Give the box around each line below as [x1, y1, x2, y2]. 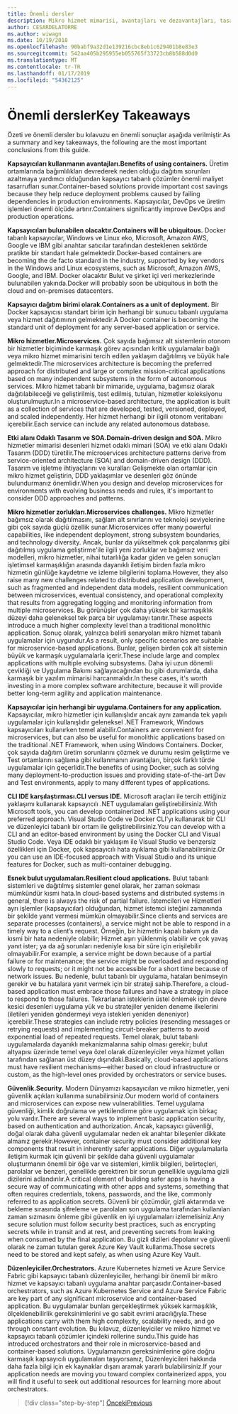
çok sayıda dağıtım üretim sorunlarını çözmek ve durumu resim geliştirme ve [7, 748, 230, 757]
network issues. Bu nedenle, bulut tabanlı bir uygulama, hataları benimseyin [7, 972, 228, 981]
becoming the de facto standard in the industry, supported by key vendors [7, 257, 225, 265]
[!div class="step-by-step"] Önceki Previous [24, 1398, 152, 1408]
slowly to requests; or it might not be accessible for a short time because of [7, 965, 228, 973]
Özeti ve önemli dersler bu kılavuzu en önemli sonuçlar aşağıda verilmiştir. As [7, 131, 231, 139]
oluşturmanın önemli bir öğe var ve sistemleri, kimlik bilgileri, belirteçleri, [7, 1159, 218, 1168]
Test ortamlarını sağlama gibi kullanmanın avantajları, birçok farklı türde [7, 756, 215, 764]
